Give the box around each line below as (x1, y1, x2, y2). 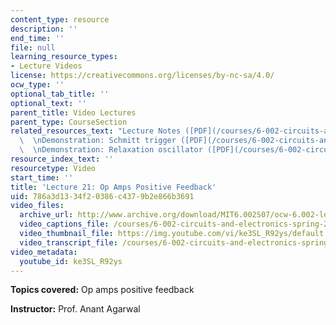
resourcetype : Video (10, 163, 97, 173)
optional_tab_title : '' (10, 89, 110, 99)
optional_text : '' (10, 98, 87, 108)
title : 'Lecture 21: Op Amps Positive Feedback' (10, 182, 217, 192)
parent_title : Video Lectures (10, 107, 137, 118)
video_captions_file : (19, 219, 110, 230)
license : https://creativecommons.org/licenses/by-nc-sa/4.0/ (10, 71, 275, 81)
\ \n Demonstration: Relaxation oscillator (19, 145, 203, 155)
